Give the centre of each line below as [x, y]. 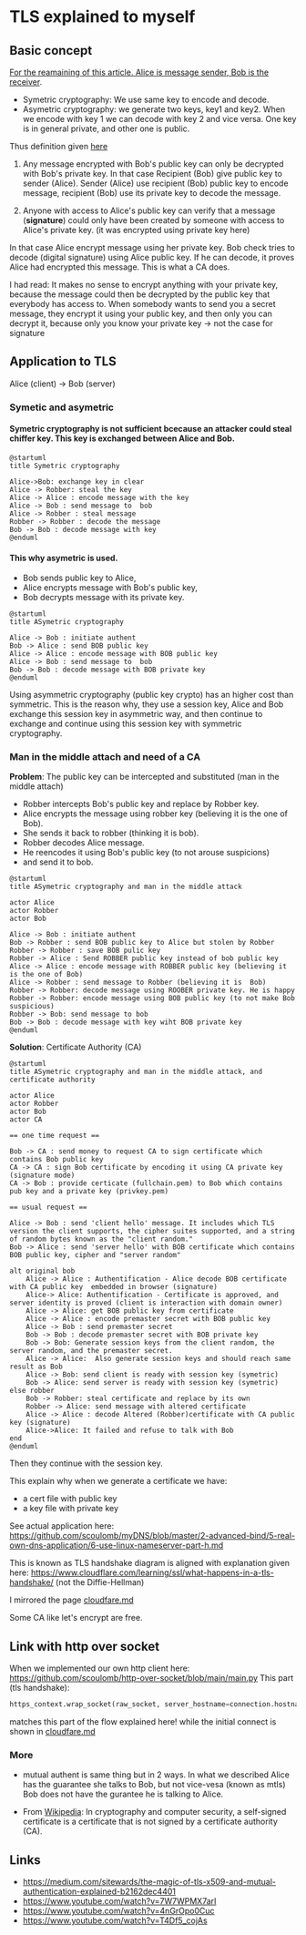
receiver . [26, 82]
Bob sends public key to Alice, [79, 578]
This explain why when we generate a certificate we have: [118, 1481]
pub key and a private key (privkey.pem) [89, 1192]
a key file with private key [71, 1509]
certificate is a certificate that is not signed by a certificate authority [150, 1822]
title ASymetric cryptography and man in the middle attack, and [136, 1072]
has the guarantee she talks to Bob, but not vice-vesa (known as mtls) [154, 1785]
